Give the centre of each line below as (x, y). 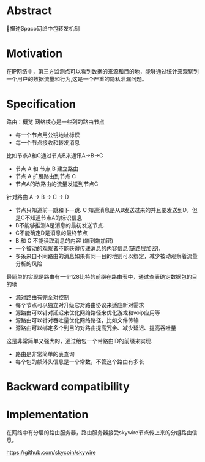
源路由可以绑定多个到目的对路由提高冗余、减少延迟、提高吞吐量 (95, 328)
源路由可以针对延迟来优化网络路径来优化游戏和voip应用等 (88, 312)
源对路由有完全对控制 (42, 297)
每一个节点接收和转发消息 (47, 142)
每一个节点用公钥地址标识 (47, 135)
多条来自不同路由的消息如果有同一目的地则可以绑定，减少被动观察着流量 (106, 256)
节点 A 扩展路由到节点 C (46, 176)
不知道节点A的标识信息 (54, 218)
